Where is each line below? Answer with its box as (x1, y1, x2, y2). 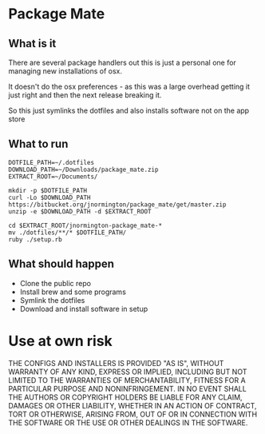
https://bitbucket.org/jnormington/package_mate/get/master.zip (8, 201, 227, 209)
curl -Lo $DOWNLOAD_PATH (8, 193, 91, 201)
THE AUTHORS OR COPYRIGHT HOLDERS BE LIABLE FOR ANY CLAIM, (8, 392, 243, 402)
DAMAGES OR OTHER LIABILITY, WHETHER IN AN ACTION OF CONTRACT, (8, 400, 257, 410)
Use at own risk (8, 332, 113, 350)
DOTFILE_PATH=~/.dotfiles (8, 158, 94, 166)
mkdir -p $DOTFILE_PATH (8, 186, 88, 194)
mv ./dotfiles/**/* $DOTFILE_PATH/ (8, 229, 127, 237)
